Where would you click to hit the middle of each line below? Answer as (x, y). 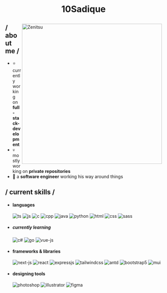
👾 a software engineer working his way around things (68, 176)
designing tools (29, 274)
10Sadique (83, 9)
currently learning (32, 227)
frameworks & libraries (36, 251)
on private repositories (46, 171)
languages (24, 205)
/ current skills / (30, 192)
